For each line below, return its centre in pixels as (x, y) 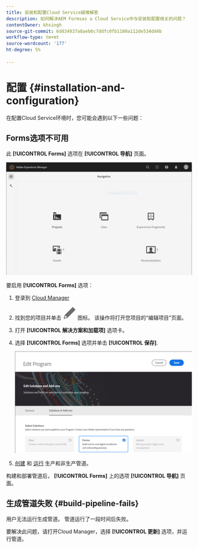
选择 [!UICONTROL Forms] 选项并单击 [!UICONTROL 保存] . (86, 343)
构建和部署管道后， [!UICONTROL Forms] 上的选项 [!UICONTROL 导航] (93, 475)
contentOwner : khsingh (34, 25)
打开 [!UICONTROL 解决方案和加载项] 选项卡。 (71, 330)
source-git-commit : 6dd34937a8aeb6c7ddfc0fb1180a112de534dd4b (84, 31)
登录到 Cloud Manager (42, 298)
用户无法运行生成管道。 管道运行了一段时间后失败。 (69, 519)
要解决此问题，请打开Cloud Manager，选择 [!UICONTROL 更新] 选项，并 (94, 531)
